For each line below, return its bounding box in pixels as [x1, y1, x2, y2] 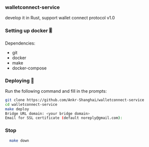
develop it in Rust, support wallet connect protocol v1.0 [5, 15, 115, 21]
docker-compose [12, 65, 47, 71]
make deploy [5, 106, 29, 112]
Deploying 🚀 [5, 77, 34, 84]
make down [9, 138, 29, 143]
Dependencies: [5, 40, 35, 46]
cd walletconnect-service [5, 102, 57, 107]
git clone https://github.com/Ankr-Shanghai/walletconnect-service [5, 98, 145, 102]
